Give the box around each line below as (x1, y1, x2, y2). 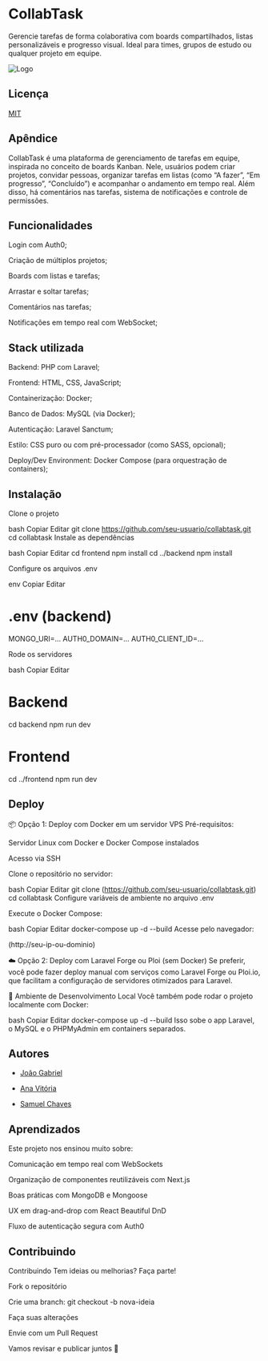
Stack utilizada (8, 341, 84, 354)
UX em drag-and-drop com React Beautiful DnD (8, 1206, 166, 1216)
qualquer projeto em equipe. (8, 48, 102, 58)
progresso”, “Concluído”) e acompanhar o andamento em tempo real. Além (8, 178, 255, 188)
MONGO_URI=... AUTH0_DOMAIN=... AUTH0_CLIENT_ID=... (8, 634, 204, 643)
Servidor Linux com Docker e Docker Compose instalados (8, 837, 200, 847)
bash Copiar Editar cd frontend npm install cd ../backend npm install (8, 549, 233, 557)
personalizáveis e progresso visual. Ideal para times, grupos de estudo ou (8, 39, 252, 49)
